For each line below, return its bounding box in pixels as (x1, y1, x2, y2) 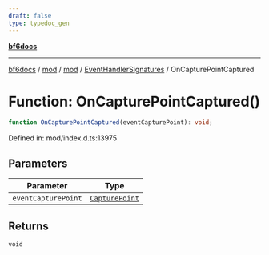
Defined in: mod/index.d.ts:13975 (8, 133, 118, 143)
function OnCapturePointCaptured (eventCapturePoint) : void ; (8, 119, 214, 127)
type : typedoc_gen (8, 19, 70, 27)
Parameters (8, 156, 68, 170)
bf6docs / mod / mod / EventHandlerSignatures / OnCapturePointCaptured (8, 64, 255, 74)
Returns (8, 219, 50, 233)
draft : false (8, 11, 52, 20)
